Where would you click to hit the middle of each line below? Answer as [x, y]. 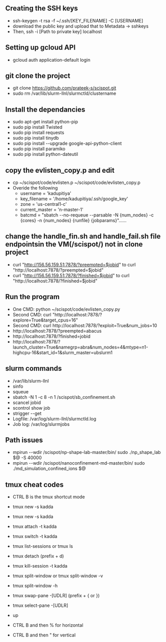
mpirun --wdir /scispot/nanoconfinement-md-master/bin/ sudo [79, 463]
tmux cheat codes [34, 484]
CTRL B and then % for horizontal [48, 625]
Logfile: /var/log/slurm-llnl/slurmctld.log [54, 419]
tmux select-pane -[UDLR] [40, 605]
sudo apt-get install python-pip [45, 122]
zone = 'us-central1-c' [44, 204]
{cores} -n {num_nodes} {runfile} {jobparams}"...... [73, 221]
